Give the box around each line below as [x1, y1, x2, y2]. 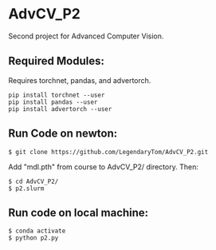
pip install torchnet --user [8, 91, 105, 99]
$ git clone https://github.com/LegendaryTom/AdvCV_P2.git [8, 148, 209, 156]
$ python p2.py [8, 234, 59, 242]
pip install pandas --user [8, 97, 98, 106]
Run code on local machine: [8, 205, 149, 220]
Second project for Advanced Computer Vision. [8, 31, 164, 41]
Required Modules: [8, 54, 105, 68]
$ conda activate [8, 227, 66, 236]
